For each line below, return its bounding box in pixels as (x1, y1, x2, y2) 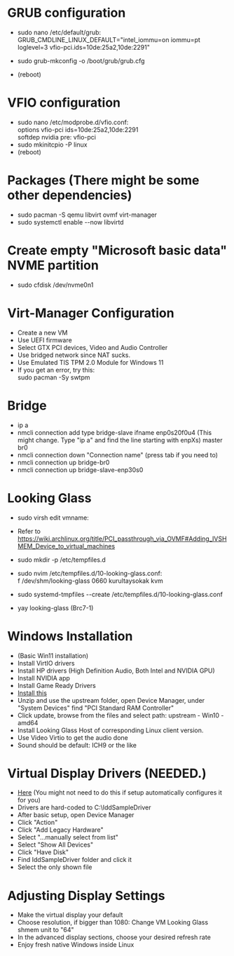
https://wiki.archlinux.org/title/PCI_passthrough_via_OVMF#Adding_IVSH (17, 534, 227, 543)
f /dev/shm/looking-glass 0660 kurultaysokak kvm (17, 577, 163, 585)
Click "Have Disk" (17, 848, 69, 856)
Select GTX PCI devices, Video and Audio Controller (17, 343, 168, 351)
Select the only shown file (17, 863, 92, 871)
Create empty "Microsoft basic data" (7, 243, 228, 258)
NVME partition (7, 257, 99, 273)
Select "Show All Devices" (17, 840, 94, 849)
